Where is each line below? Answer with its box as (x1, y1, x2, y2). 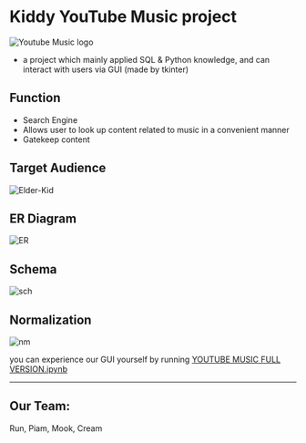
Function (9, 90, 61, 106)
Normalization (9, 312, 92, 327)
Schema (9, 262, 57, 277)
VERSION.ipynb (9, 364, 68, 375)
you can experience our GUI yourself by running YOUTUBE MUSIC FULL (9, 354, 280, 365)
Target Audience (9, 160, 107, 176)
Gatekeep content (22, 134, 91, 145)
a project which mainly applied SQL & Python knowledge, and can (22, 54, 270, 65)
